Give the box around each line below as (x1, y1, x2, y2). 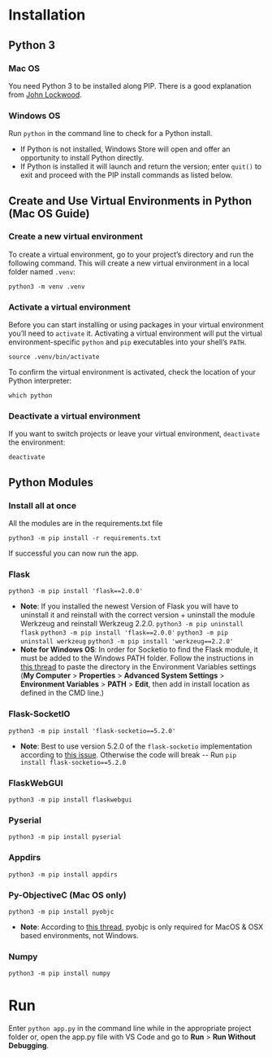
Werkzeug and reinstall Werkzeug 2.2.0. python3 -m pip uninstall (19, 619, 244, 629)
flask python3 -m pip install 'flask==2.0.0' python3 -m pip (19, 629, 229, 637)
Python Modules (8, 475, 94, 489)
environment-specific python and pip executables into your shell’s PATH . (8, 337, 247, 347)
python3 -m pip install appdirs (8, 870, 118, 879)
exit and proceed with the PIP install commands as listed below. (19, 170, 233, 180)
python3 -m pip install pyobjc (8, 907, 114, 915)
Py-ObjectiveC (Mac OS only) (8, 889, 127, 901)
